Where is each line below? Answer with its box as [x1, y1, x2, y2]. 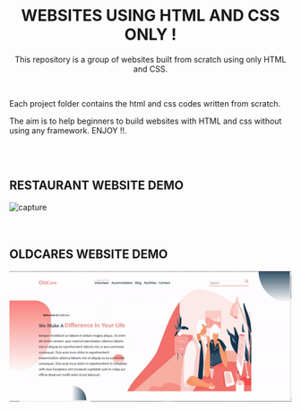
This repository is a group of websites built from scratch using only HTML [14, 54, 287, 64]
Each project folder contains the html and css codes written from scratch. [9, 98, 281, 108]
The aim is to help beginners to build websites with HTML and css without [9, 116, 282, 126]
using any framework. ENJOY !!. [9, 124, 127, 135]
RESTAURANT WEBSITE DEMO [9, 178, 184, 193]
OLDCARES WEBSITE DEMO [9, 247, 168, 262]
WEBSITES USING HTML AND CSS [21, 5, 280, 26]
